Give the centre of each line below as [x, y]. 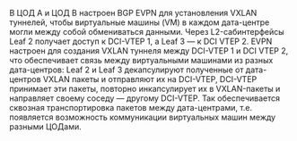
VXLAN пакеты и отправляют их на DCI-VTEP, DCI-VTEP [150, 79]
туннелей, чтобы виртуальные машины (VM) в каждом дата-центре [140, 22]
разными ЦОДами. [46, 127]
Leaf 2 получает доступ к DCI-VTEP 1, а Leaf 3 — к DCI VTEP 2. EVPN [141, 41]
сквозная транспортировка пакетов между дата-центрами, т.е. [131, 108]
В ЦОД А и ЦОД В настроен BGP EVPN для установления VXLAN [133, 13]
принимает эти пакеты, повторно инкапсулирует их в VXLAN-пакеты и [145, 89]
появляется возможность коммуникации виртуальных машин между [143, 117]
